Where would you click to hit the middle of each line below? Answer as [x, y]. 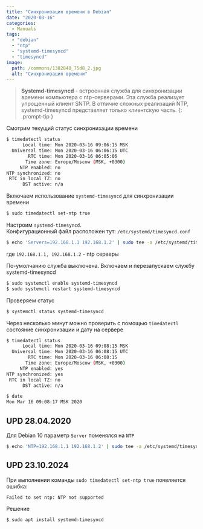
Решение [18, 508]
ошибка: [17, 486]
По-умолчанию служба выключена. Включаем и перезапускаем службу [101, 265]
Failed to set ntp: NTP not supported [55, 497]
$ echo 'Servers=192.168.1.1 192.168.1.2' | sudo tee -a [79, 242]
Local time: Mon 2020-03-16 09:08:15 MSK [75, 346]
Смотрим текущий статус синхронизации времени [72, 128]
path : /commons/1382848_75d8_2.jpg [56, 68]
